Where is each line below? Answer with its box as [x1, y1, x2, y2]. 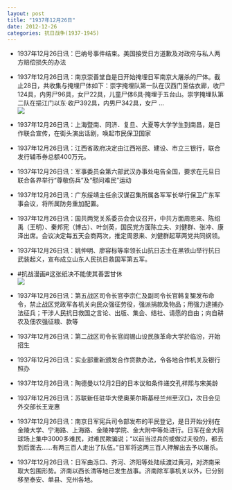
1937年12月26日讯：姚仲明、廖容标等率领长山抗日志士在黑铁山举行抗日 [17, 246, 221, 255]
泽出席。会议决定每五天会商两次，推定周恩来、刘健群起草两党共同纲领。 [17, 232, 224, 240]
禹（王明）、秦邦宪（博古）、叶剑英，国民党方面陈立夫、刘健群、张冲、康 [17, 223, 224, 231]
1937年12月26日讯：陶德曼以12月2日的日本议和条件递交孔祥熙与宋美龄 [17, 379, 218, 387]
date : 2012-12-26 [7, 23, 57, 30]
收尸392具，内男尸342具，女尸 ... [67, 99, 164, 108]
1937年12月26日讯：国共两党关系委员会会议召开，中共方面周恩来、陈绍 [17, 214, 221, 223]
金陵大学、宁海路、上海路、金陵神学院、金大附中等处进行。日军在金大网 [17, 426, 224, 434]
